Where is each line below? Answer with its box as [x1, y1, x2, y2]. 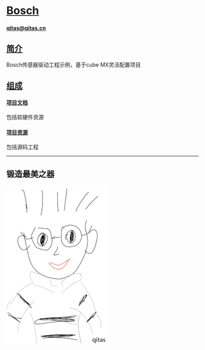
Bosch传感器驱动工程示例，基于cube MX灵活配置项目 [6, 61, 142, 68]
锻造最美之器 [6, 169, 55, 179]
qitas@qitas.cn [6, 24, 46, 31]
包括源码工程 [6, 143, 38, 151]
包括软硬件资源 [6, 114, 44, 121]
